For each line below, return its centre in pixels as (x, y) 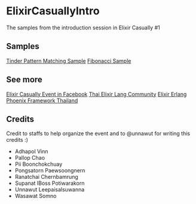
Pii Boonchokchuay (39, 164)
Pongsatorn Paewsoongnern (50, 170)
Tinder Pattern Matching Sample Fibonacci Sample (69, 60)
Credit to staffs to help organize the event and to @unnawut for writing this (98, 133)
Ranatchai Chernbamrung (47, 177)
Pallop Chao (30, 158)
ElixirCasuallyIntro (53, 11)
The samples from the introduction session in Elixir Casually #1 (83, 28)
